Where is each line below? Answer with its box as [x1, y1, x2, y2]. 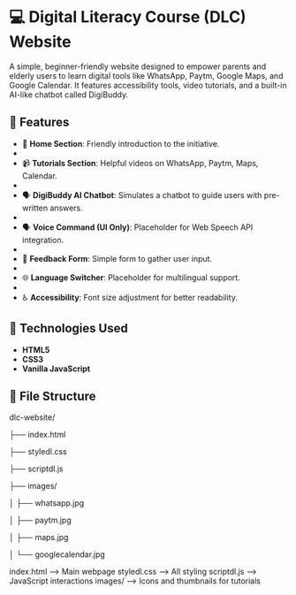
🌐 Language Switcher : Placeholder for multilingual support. [21, 271, 240, 283]
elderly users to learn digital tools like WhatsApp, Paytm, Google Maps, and [9, 70, 284, 80]
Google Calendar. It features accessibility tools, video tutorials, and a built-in [9, 80, 287, 90]
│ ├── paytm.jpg [9, 515, 72, 526]
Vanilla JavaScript [21, 363, 91, 374]
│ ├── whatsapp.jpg [9, 498, 85, 508]
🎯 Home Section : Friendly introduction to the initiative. [21, 138, 220, 149]
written [21, 202, 49, 213]
